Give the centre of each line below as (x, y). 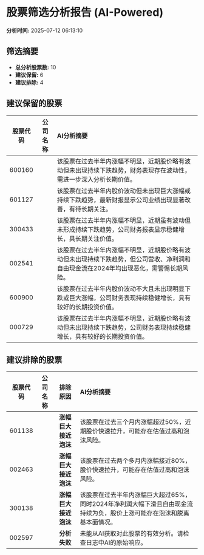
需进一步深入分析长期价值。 (97, 179)
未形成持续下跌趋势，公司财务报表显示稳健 (118, 230)
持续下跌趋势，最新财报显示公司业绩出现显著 (121, 200)
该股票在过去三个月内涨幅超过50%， (132, 422)
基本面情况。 (98, 522)
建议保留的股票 (34, 104)
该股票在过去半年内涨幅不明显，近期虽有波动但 (124, 220)
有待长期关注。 (90, 209)
